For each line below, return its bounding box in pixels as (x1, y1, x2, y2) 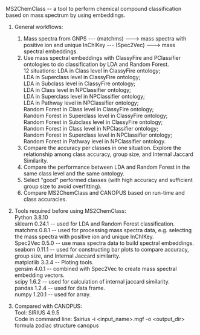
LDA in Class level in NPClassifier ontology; (23, 86, 131, 93)
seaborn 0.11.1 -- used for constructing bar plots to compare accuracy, (14, 246, 189, 253)
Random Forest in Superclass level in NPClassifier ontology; (23, 131, 173, 138)
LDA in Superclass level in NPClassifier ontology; (23, 93, 146, 100)
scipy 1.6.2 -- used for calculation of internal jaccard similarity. (14, 278, 170, 285)
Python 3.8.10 (14, 214, 49, 221)
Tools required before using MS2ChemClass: (14, 207, 126, 214)
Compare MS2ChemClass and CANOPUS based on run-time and (23, 189, 185, 196)
